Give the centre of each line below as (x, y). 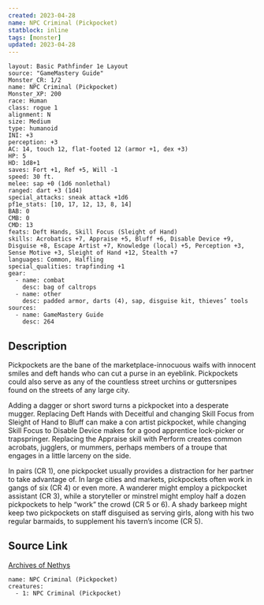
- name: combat (40, 281)
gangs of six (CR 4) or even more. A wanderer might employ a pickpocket (128, 487)
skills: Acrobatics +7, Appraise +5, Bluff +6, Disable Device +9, (121, 239)
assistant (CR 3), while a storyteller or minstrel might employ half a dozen (127, 496)
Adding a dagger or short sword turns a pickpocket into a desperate (119, 405)
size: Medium (30, 122)
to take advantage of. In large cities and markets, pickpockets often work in (130, 479)
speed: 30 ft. (32, 177)
